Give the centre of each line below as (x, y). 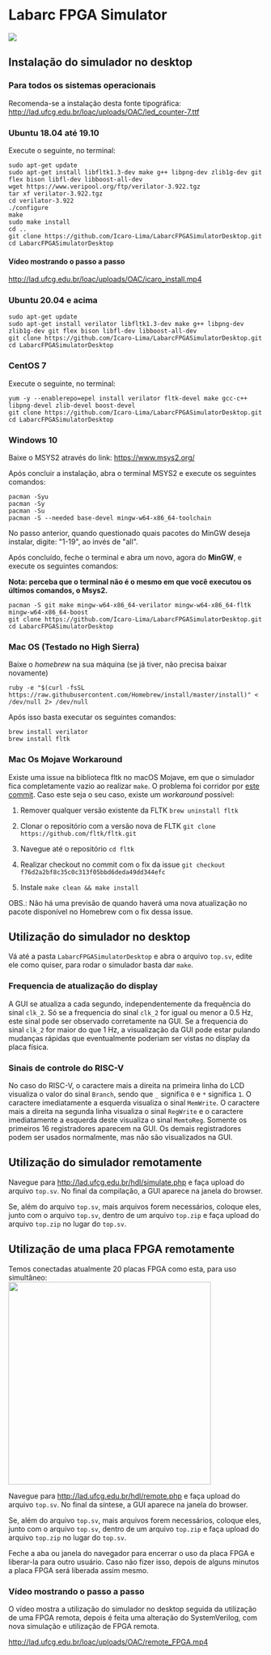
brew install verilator (49, 732)
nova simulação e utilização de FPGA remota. (84, 1626)
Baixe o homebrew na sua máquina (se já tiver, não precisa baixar (118, 665)
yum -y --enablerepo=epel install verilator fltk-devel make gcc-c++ (128, 398)
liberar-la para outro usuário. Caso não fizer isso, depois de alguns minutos (134, 1562)
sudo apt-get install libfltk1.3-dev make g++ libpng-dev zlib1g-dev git (135, 172)
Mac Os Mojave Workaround (66, 760)
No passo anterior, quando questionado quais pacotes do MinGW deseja (129, 534)
